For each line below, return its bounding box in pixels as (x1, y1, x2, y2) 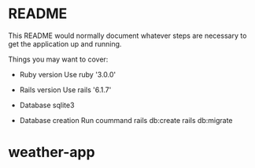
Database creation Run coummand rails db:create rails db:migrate (19, 115, 233, 125)
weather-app (8, 144, 96, 162)
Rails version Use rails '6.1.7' (19, 84, 112, 95)
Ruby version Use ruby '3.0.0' (19, 69, 116, 79)
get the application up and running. (8, 39, 122, 48)
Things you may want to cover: (8, 54, 109, 64)
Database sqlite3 (19, 100, 75, 110)
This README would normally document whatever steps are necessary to (8, 31, 247, 40)
